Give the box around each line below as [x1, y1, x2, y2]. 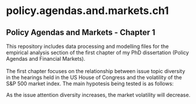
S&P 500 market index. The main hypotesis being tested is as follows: [6, 80, 174, 87]
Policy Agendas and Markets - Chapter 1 [6, 27, 156, 37]
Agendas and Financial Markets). [6, 56, 86, 62]
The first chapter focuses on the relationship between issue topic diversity [6, 68, 185, 74]
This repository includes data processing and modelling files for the [6, 43, 169, 50]
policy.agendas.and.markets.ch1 [6, 4, 169, 18]
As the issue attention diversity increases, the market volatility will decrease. [6, 92, 191, 98]
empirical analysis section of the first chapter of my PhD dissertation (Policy [6, 49, 189, 56]
